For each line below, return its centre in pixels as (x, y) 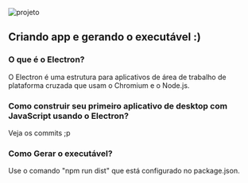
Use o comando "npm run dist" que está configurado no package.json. (124, 171)
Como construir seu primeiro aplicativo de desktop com (118, 105)
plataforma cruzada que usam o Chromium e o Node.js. (99, 85)
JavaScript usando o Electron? (69, 116)
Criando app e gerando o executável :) (105, 37)
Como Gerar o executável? (60, 153)
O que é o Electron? (46, 59)
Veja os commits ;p (39, 133)
